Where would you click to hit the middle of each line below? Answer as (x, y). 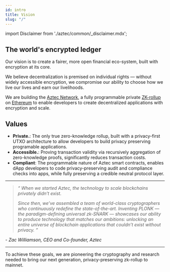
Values (16, 124)
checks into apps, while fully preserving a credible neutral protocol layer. (88, 174)
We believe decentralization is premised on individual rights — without (78, 77)
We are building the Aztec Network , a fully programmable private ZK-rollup (83, 97)
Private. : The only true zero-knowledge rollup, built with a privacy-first (86, 136)
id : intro (16, 10)
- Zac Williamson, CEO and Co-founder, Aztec (54, 240)
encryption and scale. (28, 108)
